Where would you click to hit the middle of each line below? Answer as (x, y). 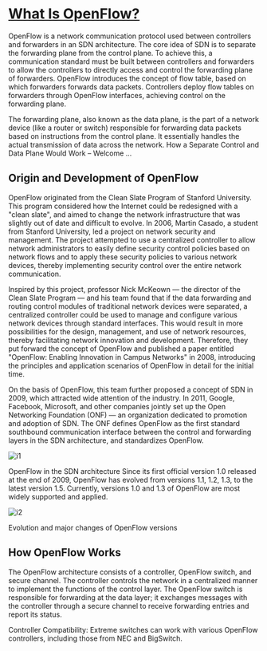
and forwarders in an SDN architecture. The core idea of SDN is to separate (132, 44)
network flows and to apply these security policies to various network (123, 257)
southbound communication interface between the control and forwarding (130, 432)
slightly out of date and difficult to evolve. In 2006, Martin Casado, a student (133, 223)
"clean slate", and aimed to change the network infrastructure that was (124, 214)
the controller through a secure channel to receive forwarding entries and (129, 606)
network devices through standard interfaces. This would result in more (126, 323)
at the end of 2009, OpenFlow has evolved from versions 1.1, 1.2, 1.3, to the (131, 479)
